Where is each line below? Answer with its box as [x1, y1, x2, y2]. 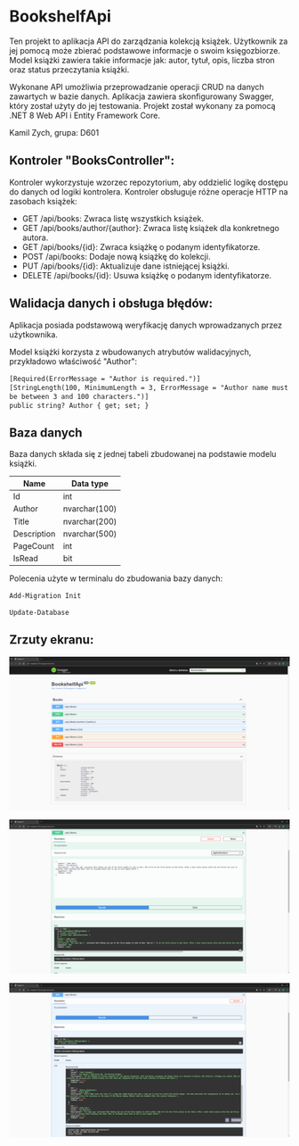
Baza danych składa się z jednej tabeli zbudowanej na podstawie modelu [9, 449, 277, 460]
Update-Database [9, 608, 69, 617]
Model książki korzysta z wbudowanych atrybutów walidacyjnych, [9, 346, 252, 357]
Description [12, 528, 56, 539]
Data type [70, 477, 109, 488]
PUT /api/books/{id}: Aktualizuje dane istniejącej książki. [21, 261, 230, 271]
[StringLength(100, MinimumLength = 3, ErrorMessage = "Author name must [9, 383, 289, 392]
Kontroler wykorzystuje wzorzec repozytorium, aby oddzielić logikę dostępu [9, 177, 288, 187]
